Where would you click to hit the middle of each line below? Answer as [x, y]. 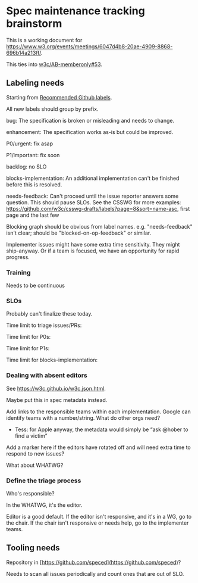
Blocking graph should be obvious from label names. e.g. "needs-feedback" [99, 226]
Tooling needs [33, 548]
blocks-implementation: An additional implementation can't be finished [93, 178]
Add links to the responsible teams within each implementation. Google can [99, 411]
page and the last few [33, 215]
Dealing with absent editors [47, 375]
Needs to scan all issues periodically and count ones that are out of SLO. [95, 573]
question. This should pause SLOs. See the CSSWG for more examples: [94, 202]
